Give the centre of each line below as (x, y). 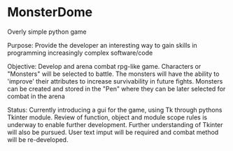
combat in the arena (36, 96)
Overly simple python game (47, 32)
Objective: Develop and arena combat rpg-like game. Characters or (104, 66)
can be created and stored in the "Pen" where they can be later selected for (116, 88)
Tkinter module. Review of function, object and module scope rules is (107, 117)
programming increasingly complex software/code (80, 53)
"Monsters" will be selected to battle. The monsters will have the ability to (113, 74)
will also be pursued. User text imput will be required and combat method (113, 132)
